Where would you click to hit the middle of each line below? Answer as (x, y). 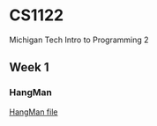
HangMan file (34, 112)
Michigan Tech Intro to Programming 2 (79, 40)
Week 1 (29, 67)
